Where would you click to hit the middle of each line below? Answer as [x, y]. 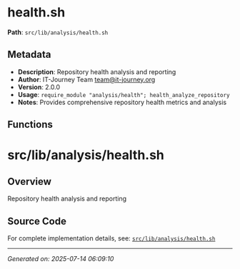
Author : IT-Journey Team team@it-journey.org [86, 79]
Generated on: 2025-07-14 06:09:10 [61, 258]
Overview [30, 182]
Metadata [29, 55]
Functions [30, 125]
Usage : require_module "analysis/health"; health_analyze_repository [124, 94]
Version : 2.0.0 [39, 87]
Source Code [37, 221]
